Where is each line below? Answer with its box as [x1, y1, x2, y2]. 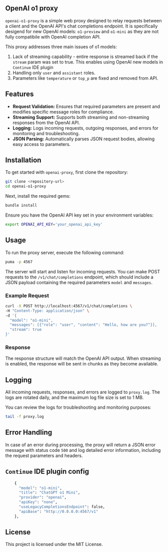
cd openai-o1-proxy [5, 184, 47, 189]
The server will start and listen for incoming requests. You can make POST [5, 268, 160, 274]
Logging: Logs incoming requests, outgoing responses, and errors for [12, 125, 158, 131]
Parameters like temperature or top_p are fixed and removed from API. [12, 75, 158, 81]
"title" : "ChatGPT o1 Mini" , [18, 490, 80, 495]
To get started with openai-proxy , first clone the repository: [5, 169, 128, 175]
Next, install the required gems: [5, 193, 71, 199]
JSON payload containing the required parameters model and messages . [5, 279, 153, 285]
